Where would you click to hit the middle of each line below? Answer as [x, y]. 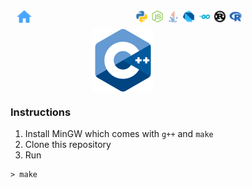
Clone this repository [68, 145]
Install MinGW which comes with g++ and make [119, 134]
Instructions [41, 112]
